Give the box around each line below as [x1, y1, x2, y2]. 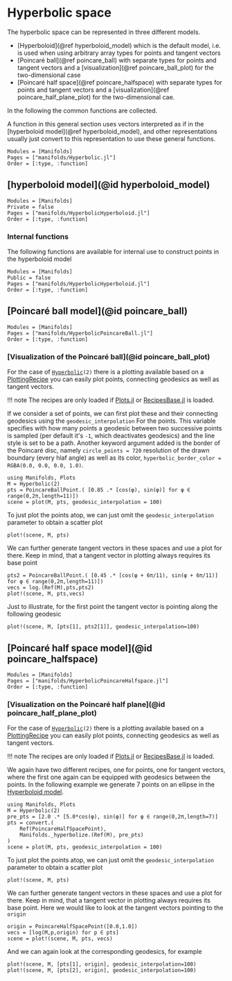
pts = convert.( [7, 819, 54, 827]
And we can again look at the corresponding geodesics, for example [7, 948, 202, 956]
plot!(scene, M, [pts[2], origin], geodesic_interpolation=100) [7, 967, 197, 974]
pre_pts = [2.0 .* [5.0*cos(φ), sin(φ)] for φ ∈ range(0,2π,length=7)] [7, 814, 218, 821]
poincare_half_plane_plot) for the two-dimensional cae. [17, 92, 175, 101]
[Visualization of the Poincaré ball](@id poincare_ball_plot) [7, 352, 211, 362]
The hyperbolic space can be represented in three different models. [7, 28, 201, 36]
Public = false [7, 274, 51, 282]
